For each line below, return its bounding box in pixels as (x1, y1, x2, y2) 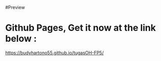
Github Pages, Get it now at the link (5, 22, 156, 34)
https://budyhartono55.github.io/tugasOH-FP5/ (5, 49, 104, 55)
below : (5, 33, 37, 45)
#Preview (5, 5, 25, 10)
